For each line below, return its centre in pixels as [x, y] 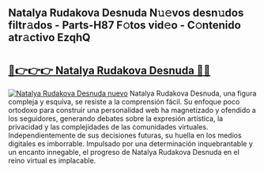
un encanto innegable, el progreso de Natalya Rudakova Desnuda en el [124, 152]
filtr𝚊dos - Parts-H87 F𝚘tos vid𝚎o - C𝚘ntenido [124, 26]
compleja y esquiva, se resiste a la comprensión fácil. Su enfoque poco [124, 102]
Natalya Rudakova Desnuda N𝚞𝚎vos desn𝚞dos [126, 13]
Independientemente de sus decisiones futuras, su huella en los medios [125, 135]
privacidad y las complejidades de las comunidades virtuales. [108, 127]
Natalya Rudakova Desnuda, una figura [193, 93]
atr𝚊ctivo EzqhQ [49, 38]
